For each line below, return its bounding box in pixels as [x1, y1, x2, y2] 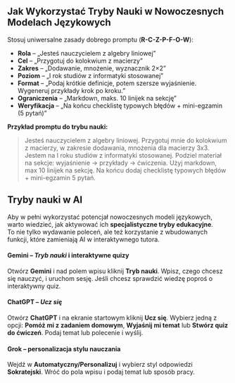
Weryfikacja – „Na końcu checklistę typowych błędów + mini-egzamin [17, 101, 223, 110]
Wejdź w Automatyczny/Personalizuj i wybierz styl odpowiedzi [7, 360, 193, 369]
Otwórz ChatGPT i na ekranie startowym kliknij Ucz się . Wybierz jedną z [7, 313, 217, 322]
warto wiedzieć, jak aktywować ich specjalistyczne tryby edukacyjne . [7, 220, 213, 228]
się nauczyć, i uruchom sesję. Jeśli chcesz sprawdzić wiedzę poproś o [7, 274, 213, 282]
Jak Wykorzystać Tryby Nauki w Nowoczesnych [7, 6, 224, 18]
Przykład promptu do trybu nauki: [7, 123, 108, 131]
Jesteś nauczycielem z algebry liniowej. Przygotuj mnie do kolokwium [24, 136, 227, 144]
